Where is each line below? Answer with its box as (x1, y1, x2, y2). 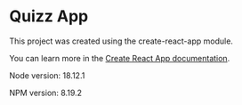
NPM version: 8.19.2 (9, 87, 83, 98)
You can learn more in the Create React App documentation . (9, 52, 230, 63)
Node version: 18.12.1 (9, 69, 85, 81)
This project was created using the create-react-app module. (9, 36, 234, 46)
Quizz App (9, 6, 89, 27)
